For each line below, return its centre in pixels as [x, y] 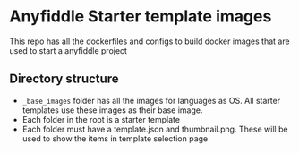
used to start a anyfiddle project [68, 50]
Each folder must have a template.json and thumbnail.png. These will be [155, 129]
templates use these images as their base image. [112, 110]
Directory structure [64, 79]
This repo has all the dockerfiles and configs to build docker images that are [149, 41]
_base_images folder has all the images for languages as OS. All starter [151, 100]
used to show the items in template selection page [115, 138]
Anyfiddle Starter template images [141, 17]
